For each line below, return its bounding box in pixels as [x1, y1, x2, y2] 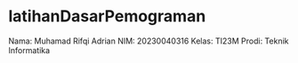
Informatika [8, 44, 51, 55]
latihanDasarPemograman [8, 6, 206, 27]
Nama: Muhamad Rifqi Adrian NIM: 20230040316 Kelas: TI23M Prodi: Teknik [8, 35, 289, 46]
